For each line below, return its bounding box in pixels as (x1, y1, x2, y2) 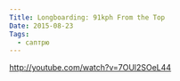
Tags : (9, 29, 29, 38)
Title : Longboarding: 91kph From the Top (9, 12, 166, 22)
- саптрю (17, 37, 50, 47)
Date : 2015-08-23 (9, 21, 74, 30)
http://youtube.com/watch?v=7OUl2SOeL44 (9, 62, 172, 73)
